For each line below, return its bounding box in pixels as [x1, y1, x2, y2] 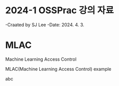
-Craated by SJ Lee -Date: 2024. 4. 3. [5, 21, 85, 28]
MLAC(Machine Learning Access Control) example [5, 66, 112, 72]
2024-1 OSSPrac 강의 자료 [5, 5, 114, 16]
